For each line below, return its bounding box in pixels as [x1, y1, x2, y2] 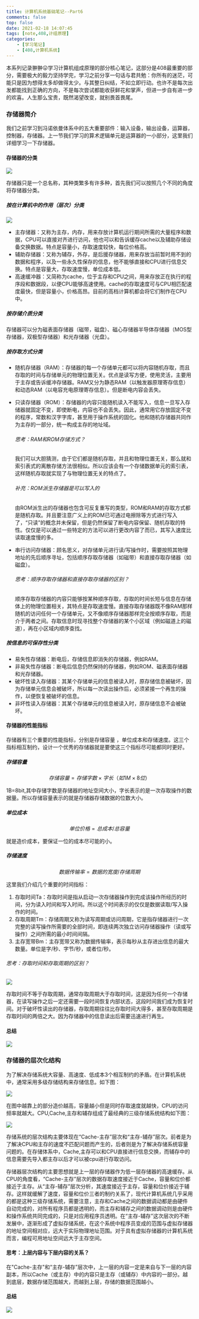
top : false [6, 20, 33, 25]
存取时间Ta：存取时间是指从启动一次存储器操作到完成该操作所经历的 [14, 893, 182, 900]
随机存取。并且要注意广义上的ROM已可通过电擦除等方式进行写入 [20, 511, 178, 519]
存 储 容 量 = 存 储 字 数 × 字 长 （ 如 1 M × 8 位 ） [48, 774, 151, 781]
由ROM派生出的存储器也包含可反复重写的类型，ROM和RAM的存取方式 [14, 504, 185, 511]
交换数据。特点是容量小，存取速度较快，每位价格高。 [20, 243, 150, 250]
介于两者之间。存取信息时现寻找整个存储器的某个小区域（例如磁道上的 [14, 617, 187, 625]
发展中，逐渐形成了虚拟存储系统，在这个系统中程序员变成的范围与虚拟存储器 [6, 1220, 193, 1227]
